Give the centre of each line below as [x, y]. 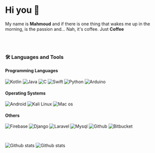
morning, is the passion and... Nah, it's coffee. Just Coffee [65, 29]
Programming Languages [32, 71]
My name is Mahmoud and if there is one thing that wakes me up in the [78, 24]
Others [12, 115]
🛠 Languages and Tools [35, 57]
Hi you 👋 [22, 10]
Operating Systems [25, 93]
